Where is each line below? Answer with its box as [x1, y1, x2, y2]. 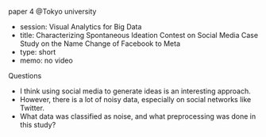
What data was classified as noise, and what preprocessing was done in [19, 112, 256, 121]
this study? [19, 120, 56, 129]
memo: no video [19, 55, 73, 65]
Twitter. [19, 103, 45, 112]
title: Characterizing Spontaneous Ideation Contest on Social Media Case [19, 31, 259, 40]
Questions [8, 71, 42, 80]
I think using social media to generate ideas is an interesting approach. [19, 86, 252, 96]
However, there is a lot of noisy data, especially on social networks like [19, 95, 252, 104]
